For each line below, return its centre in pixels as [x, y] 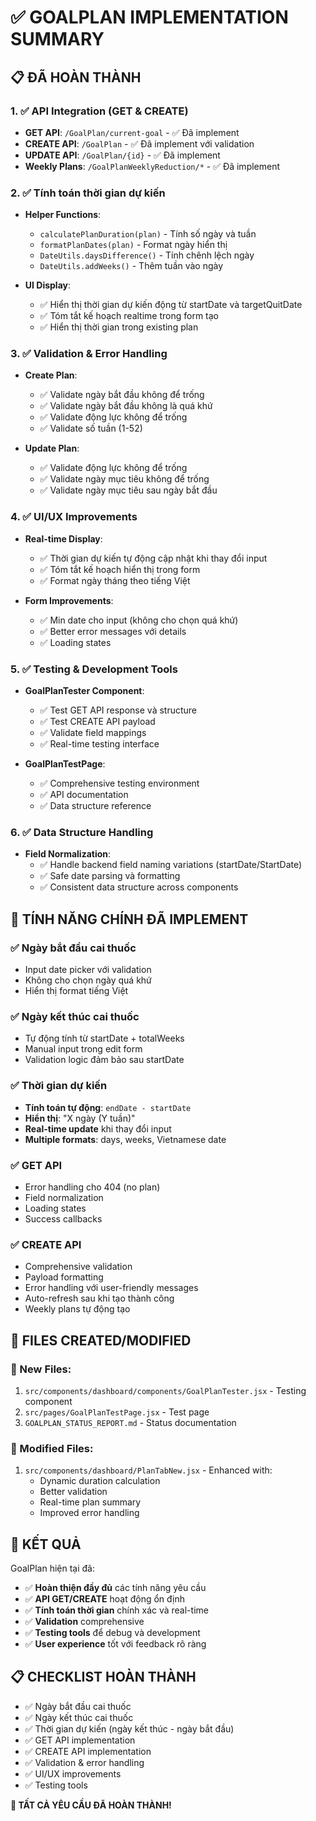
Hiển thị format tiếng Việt [76, 991]
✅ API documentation [84, 795]
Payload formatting [64, 1277]
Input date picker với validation [88, 970]
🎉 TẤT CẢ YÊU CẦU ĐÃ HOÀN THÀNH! [91, 1805]
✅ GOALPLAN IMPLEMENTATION [149, 17]
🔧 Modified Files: [52, 1448]
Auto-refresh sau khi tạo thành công [99, 1298]
